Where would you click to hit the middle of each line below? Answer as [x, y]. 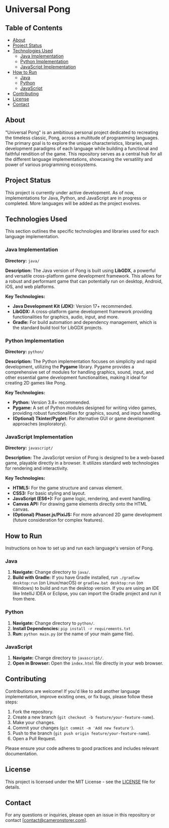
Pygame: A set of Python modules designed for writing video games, [84, 408]
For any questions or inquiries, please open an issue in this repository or [80, 815]
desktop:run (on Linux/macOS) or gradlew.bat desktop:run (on [78, 583]
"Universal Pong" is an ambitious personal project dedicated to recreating [82, 132]
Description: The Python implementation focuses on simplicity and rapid [81, 361]
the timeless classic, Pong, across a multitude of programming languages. [82, 138]
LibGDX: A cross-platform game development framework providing [82, 311]
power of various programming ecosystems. [51, 164]
